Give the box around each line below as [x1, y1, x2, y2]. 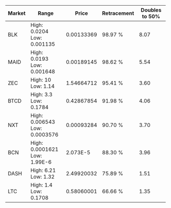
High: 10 [30, 76, 51, 83]
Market [8, 10, 26, 17]
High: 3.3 [30, 91, 52, 98]
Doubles [140, 7, 162, 13]
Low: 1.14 [30, 83, 55, 90]
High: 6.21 [30, 167, 56, 174]
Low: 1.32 [30, 173, 55, 180]
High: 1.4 [30, 181, 52, 188]
